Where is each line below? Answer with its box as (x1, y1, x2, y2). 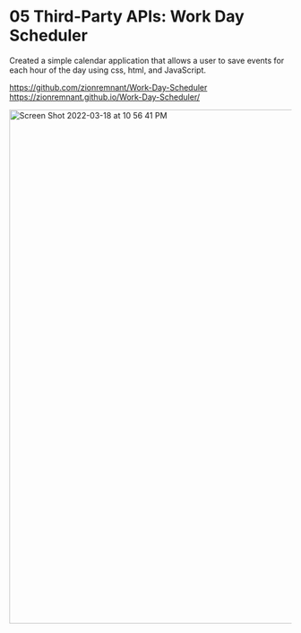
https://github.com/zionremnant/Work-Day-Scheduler (9, 82, 208, 92)
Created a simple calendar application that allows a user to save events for (9, 55, 285, 66)
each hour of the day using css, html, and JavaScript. (9, 65, 207, 75)
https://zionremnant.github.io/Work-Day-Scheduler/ (9, 92, 200, 102)
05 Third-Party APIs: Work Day (9, 6, 245, 27)
